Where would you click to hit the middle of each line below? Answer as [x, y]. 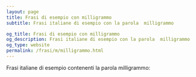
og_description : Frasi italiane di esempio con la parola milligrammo [98, 40]
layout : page [23, 12]
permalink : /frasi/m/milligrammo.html [55, 51]
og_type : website [28, 45]
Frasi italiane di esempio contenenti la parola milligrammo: [78, 67]
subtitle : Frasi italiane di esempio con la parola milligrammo [90, 23]
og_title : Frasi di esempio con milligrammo [63, 34]
